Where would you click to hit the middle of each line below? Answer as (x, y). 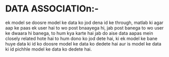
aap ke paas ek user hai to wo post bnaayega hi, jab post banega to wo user (85, 27)
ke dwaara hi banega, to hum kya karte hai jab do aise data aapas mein (79, 33)
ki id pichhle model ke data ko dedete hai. (49, 49)
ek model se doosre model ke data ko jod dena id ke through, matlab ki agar (84, 22)
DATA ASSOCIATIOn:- (52, 9)
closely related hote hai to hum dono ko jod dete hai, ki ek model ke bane (81, 38)
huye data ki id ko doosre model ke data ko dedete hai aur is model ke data (83, 43)
